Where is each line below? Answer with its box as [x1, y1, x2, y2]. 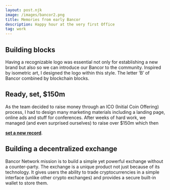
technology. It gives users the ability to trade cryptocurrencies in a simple [5, 169, 159, 175]
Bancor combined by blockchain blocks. [5, 75, 90, 81]
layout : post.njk [5, 7, 42, 13]
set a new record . [5, 130, 43, 136]
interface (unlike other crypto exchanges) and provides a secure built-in [5, 174, 156, 180]
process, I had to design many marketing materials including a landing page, [5, 109, 165, 115]
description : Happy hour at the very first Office [5, 21, 115, 27]
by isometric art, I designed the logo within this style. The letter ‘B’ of [5, 69, 150, 76]
